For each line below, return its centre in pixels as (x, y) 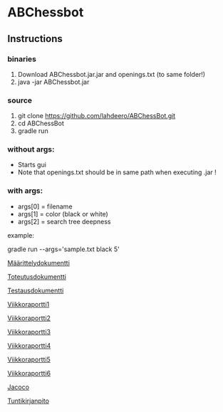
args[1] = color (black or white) (63, 213)
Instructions (35, 39)
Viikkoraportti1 (28, 304)
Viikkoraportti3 (29, 332)
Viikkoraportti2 (29, 318)
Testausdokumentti (36, 290)
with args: (25, 191)
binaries (22, 59)
